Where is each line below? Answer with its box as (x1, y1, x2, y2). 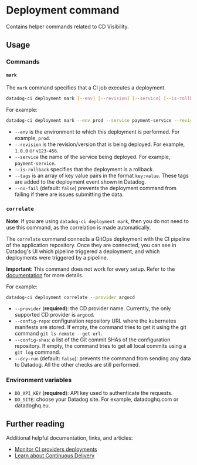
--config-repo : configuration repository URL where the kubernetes (14, 317, 176, 324)
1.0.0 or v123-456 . (14, 147, 59, 154)
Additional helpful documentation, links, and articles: (6, 434, 133, 441)
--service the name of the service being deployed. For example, (14, 154, 171, 161)
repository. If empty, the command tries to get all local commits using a (14, 343, 186, 350)
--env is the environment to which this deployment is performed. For (14, 128, 180, 135)
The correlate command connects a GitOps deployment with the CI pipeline (6, 235, 191, 242)
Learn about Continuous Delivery (14, 452, 95, 459)
